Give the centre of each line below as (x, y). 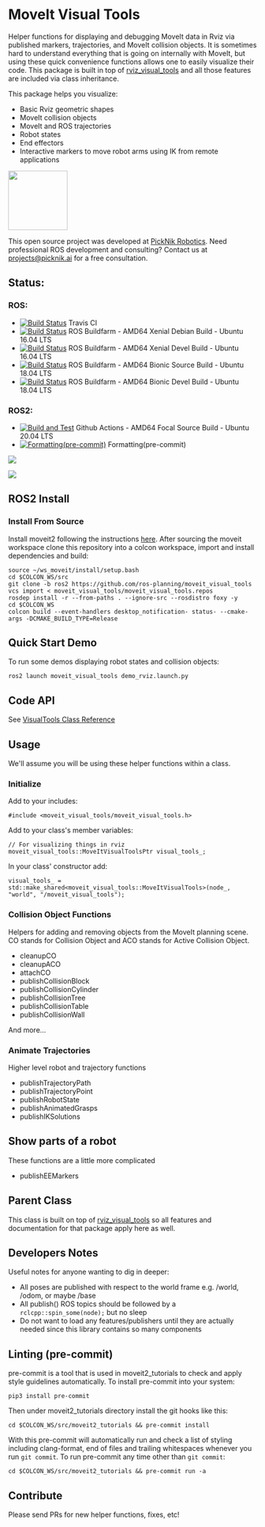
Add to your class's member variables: (71, 830)
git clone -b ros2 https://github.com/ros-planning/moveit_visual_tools (130, 584)
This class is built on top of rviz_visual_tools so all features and (110, 1219)
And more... (27, 1029)
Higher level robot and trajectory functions (77, 1067)
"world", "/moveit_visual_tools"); (67, 895)
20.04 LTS (36, 436)
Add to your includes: (43, 801)
